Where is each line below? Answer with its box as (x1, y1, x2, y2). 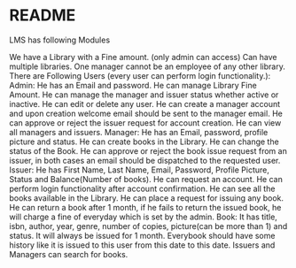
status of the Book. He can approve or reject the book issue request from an (9, 145, 288, 156)
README (9, 5, 76, 26)
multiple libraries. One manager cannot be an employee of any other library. (9, 61, 285, 72)
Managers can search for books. (9, 249, 129, 259)
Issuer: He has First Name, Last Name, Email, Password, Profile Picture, (9, 165, 270, 175)
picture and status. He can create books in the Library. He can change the (9, 136, 279, 147)
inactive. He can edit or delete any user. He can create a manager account (9, 98, 281, 109)
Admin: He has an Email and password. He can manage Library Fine (9, 80, 257, 90)
